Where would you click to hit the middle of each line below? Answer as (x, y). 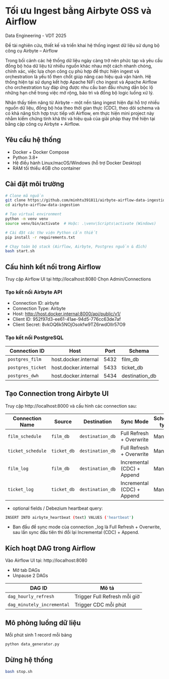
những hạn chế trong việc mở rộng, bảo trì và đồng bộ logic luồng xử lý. (79, 92)
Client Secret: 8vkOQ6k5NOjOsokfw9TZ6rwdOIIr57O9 (69, 325)
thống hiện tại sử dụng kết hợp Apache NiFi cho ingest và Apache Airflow (81, 82)
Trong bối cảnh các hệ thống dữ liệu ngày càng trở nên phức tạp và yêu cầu (84, 60)
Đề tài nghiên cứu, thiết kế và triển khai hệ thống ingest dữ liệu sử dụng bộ (82, 45)
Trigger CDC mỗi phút (101, 605)
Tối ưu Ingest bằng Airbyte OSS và (78, 11)
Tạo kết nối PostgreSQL (34, 337)
